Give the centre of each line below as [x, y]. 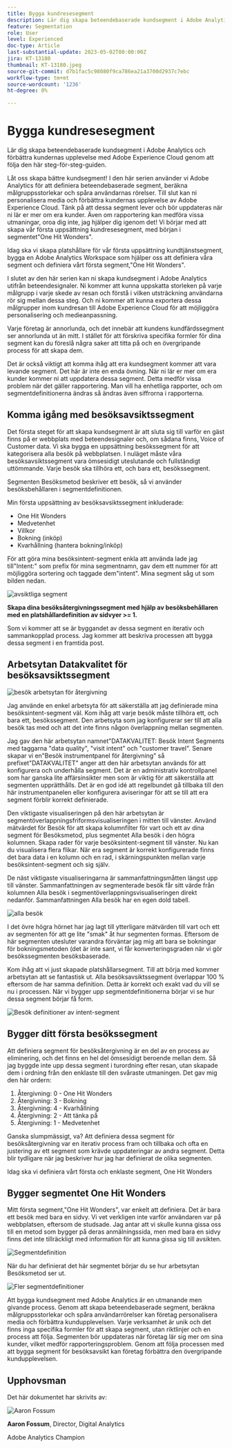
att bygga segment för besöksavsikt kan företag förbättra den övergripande [115, 1351]
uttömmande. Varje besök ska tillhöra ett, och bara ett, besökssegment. [109, 468]
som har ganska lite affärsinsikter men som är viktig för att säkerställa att [110, 778]
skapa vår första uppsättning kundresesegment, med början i [94, 229]
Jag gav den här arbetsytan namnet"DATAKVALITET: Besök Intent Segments [116, 741]
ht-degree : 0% [28, 91]
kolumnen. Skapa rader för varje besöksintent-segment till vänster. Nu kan [113, 842]
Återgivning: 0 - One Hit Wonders [65, 1093]
